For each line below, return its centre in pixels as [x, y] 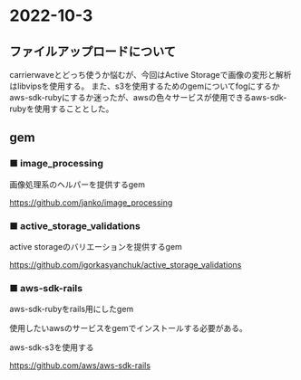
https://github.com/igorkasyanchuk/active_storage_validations [126, 264]
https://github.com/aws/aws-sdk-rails [80, 366]
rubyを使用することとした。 [62, 109]
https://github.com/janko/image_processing [91, 202]
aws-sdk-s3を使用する [52, 347]
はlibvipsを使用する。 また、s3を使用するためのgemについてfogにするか [145, 86]
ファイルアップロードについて [93, 51]
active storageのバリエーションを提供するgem [96, 246]
